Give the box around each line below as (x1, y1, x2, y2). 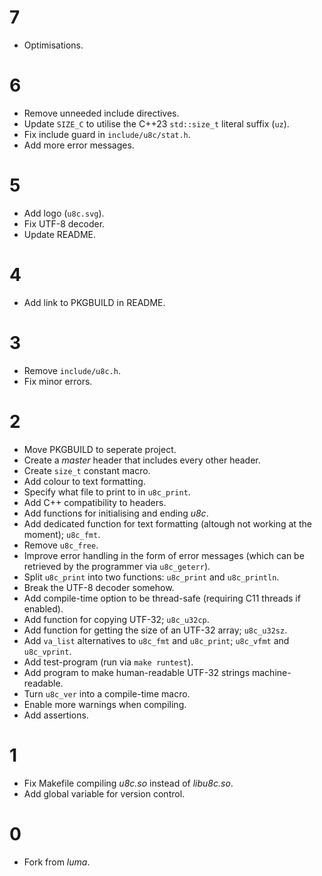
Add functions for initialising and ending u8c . (23, 507, 209, 519)
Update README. (23, 228, 97, 240)
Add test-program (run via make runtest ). (23, 656, 194, 668)
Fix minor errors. (23, 375, 93, 387)
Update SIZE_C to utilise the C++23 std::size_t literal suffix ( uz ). (23, 117, 290, 130)
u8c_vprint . (23, 645, 72, 657)
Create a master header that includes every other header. (23, 454, 261, 466)
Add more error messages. (23, 139, 135, 151)
